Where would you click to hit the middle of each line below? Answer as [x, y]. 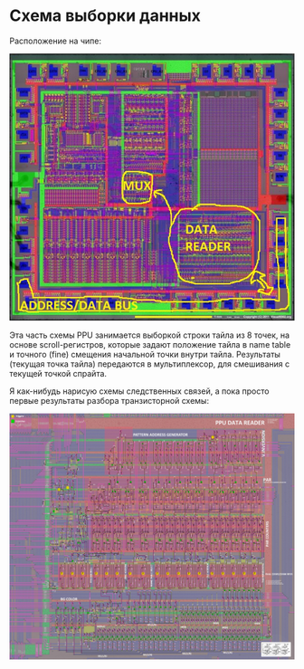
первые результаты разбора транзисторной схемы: [109, 401]
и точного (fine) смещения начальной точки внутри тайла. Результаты [145, 355]
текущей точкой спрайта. [58, 374]
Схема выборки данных [105, 16]
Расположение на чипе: [56, 41]
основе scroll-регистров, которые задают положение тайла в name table [150, 345]
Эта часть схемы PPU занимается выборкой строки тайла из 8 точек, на [150, 335]
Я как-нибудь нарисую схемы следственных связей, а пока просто [139, 391]
